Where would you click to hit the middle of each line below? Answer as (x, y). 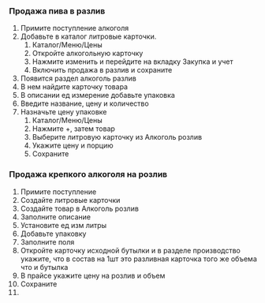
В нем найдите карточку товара (74, 87)
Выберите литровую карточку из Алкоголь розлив (117, 137)
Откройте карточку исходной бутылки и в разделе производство (131, 250)
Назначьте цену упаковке (63, 112)
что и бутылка (44, 267)
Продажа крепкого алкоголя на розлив (88, 174)
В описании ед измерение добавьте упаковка (98, 95)
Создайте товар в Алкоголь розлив (79, 208)
